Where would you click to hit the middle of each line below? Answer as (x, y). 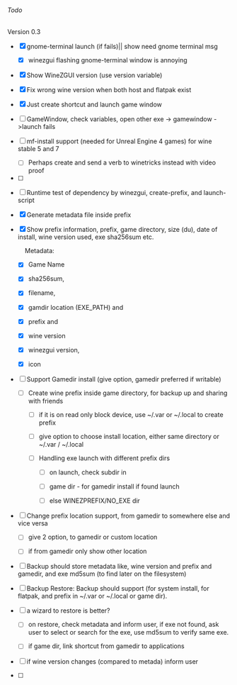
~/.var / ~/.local (61, 445)
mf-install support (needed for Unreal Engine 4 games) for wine (119, 141)
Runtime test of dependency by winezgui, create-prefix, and (114, 193)
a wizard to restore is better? (68, 611)
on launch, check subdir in (88, 472)
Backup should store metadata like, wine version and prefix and (119, 567)
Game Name (46, 264)
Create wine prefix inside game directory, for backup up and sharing (128, 393)
